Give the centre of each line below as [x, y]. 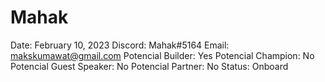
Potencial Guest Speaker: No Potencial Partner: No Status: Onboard [149, 66]
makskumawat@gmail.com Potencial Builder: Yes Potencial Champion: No [162, 55]
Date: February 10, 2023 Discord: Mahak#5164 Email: [120, 45]
